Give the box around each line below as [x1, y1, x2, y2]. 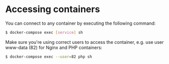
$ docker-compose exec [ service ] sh [5, 30, 83, 35]
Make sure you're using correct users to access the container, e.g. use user [5, 39, 164, 45]
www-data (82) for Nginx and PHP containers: [5, 44, 103, 50]
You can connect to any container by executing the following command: [5, 20, 156, 26]
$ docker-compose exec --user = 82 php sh [5, 54, 93, 59]
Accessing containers [5, 4, 100, 15]
